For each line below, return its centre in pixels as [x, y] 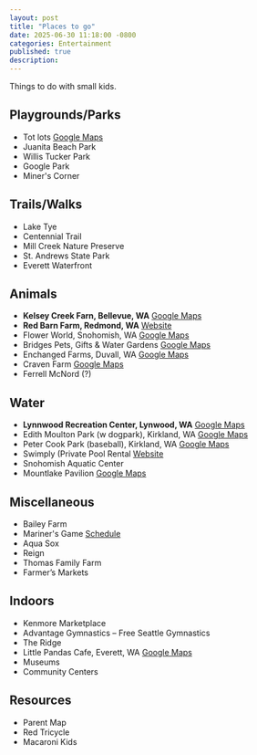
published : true [40, 52]
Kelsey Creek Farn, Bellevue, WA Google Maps [112, 316]
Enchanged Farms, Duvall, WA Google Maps [106, 355]
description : [34, 60]
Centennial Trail [52, 236]
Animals [33, 294]
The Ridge [42, 642]
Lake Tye [40, 226]
